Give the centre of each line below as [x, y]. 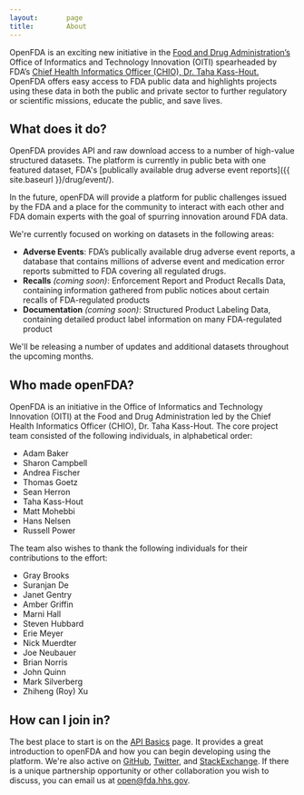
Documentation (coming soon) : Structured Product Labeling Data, [147, 310]
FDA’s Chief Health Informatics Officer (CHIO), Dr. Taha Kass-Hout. [134, 71]
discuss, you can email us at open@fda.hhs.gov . [100, 780]
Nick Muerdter [49, 643]
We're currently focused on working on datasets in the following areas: [142, 234]
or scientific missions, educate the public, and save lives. [116, 100]
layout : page [46, 18]
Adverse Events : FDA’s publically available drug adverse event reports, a [159, 252]
